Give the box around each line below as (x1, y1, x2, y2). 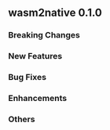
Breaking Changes (8, 30, 81, 41)
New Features (8, 51, 63, 62)
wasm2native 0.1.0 (8, 6, 102, 20)
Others (8, 114, 35, 125)
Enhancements (8, 93, 68, 104)
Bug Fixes (8, 72, 47, 83)
